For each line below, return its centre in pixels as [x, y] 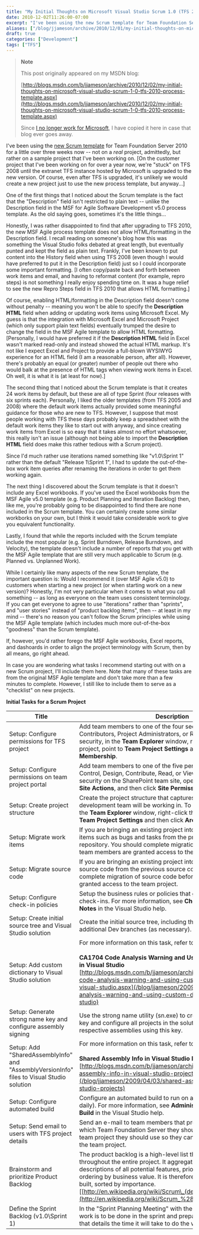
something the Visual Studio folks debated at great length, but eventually [95, 244]
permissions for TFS [37, 741]
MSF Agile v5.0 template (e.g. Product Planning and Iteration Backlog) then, [98, 499]
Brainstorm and [31, 1169]
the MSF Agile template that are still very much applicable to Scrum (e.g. [94, 555]
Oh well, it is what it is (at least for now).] [56, 376]
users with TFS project [41, 1133]
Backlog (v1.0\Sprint [38, 1216]
